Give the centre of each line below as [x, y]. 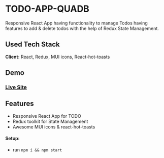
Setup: [12, 139]
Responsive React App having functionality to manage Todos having [77, 23]
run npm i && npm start [37, 150]
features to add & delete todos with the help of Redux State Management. [82, 28]
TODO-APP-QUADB [47, 9]
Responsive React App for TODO [47, 116]
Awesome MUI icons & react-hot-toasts [54, 127]
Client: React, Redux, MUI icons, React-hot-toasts [58, 57]
